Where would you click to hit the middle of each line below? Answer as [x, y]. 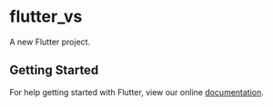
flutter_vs [46, 17]
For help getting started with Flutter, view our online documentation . [136, 92]
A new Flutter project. [50, 42]
